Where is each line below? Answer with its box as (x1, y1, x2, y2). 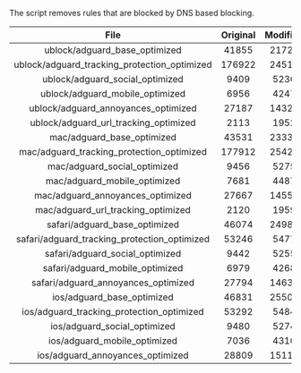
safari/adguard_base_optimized (46, 218, 180, 231)
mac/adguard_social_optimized (47, 160, 179, 173)
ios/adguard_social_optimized (50, 320, 176, 332)
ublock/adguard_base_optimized (44, 44, 182, 56)
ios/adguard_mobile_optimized (47, 335, 177, 347)
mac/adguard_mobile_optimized (45, 174, 181, 187)
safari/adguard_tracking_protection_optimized (16, 233, 211, 245)
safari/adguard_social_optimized (44, 248, 182, 259)
